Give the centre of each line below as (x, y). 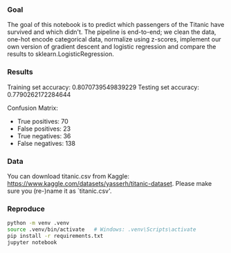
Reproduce (26, 209)
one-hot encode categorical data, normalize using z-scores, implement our (114, 39)
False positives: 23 (44, 129)
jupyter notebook (32, 242)
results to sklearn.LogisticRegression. (61, 54)
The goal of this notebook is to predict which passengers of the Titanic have (116, 25)
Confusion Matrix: (33, 108)
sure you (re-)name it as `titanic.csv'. (59, 191)
